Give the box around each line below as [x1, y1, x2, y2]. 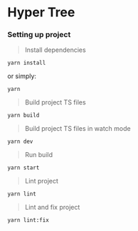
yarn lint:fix [7, 217, 50, 224]
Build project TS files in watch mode [24, 124, 131, 133]
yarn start [7, 164, 40, 171]
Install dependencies [24, 45, 87, 54]
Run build [24, 151, 53, 159]
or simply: [7, 72, 37, 80]
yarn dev [7, 138, 33, 146]
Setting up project [7, 30, 71, 40]
